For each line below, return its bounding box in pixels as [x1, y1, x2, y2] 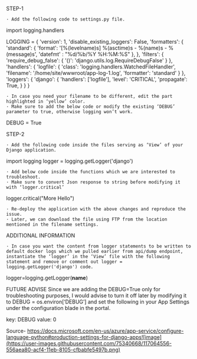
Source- [6, 327, 27, 334]
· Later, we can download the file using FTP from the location [6, 216, 168, 222]
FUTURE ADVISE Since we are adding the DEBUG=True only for [6, 286, 161, 292]
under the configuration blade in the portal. [6, 305, 111, 311]
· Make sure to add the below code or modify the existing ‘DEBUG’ [6, 104, 176, 110]
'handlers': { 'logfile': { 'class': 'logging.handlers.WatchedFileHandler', [6, 63, 176, 70]
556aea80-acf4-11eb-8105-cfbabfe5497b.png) [6, 346, 121, 353]
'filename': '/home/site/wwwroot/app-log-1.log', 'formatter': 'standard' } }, [6, 70, 186, 76]
